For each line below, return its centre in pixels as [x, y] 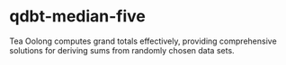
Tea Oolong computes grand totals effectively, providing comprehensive [143, 41]
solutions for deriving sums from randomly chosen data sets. [122, 50]
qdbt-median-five [78, 16]
